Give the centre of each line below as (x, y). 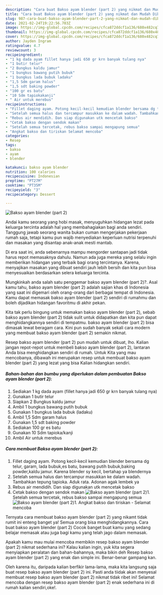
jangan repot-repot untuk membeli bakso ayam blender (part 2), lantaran (78, 347)
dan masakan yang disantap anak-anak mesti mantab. (59, 242)
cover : (12, 37)
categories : (17, 136)
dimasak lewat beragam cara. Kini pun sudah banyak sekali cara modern (78, 327)
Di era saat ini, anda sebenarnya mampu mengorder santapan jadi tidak (77, 252)
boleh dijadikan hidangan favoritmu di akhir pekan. (56, 303)
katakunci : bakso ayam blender (37, 167)
